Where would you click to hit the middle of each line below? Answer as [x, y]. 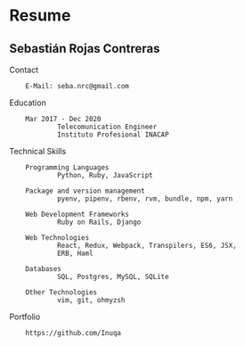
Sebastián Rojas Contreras [85, 49]
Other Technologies [61, 292]
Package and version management [85, 191]
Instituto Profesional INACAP [113, 135]
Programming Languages [67, 168]
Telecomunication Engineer [107, 127]
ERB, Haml [75, 253]
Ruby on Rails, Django [99, 222]
